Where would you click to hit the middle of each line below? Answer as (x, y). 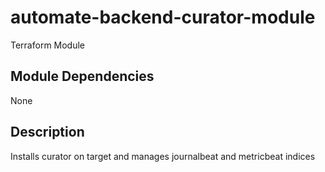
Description (47, 132)
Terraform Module (48, 45)
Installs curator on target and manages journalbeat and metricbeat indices (163, 156)
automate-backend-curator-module (163, 17)
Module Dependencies (82, 76)
